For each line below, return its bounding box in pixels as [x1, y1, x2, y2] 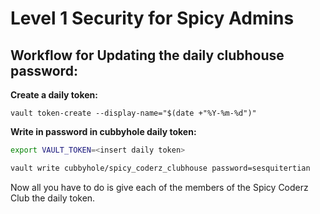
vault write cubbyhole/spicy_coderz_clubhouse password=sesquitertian [10, 163, 311, 173]
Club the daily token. [10, 192, 96, 204]
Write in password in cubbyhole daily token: [10, 126, 197, 137]
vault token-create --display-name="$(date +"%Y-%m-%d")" [10, 108, 257, 118]
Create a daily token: [10, 89, 98, 101]
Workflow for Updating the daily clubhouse [10, 47, 285, 64]
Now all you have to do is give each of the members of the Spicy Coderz [10, 181, 309, 193]
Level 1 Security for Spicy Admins [10, 7, 295, 30]
